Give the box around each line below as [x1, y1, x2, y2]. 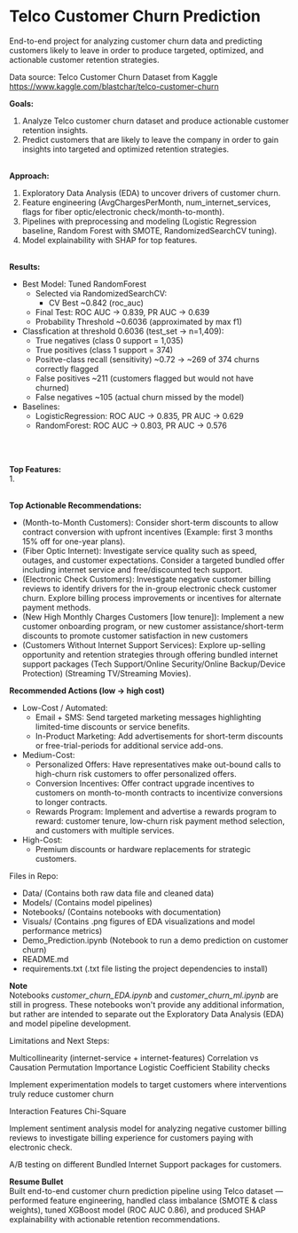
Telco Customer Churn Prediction [9, 6, 262, 27]
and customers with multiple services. [35, 825, 175, 835]
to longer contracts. [35, 796, 108, 807]
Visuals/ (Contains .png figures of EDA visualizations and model [21, 916, 255, 927]
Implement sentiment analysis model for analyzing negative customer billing [9, 1123, 286, 1134]
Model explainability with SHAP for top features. [21, 234, 198, 245]
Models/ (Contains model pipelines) [21, 897, 153, 907]
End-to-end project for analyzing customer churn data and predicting [9, 36, 263, 46]
